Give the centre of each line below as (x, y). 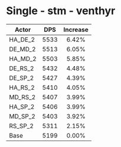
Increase (76, 30)
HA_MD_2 (23, 58)
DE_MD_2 (23, 49)
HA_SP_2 (22, 106)
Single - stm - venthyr (61, 11)
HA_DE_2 (22, 40)
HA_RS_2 (22, 87)
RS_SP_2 (22, 126)
